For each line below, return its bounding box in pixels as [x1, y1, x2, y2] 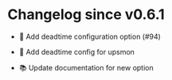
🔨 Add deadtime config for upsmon [18, 47, 135, 56]
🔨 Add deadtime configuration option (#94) [18, 32, 161, 41]
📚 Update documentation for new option [18, 63, 154, 72]
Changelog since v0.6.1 [7, 6, 165, 24]
